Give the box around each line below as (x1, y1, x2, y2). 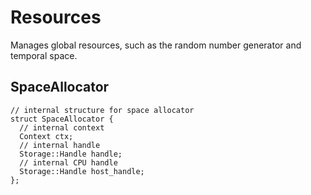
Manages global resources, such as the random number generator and (10, 39, 302, 51)
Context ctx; (19, 131, 74, 141)
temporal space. (10, 49, 78, 61)
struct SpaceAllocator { (10, 114, 114, 124)
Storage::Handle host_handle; (19, 166, 145, 176)
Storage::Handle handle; (19, 149, 123, 159)
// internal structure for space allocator (10, 105, 195, 115)
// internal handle (19, 140, 101, 150)
